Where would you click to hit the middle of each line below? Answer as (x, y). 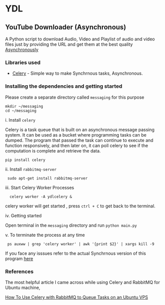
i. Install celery (20, 120)
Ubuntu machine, (23, 288)
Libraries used (23, 62)
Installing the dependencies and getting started (64, 86)
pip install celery (25, 160)
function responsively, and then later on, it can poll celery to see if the (77, 146)
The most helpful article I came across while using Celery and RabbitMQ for (83, 282)
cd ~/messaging (21, 111)
